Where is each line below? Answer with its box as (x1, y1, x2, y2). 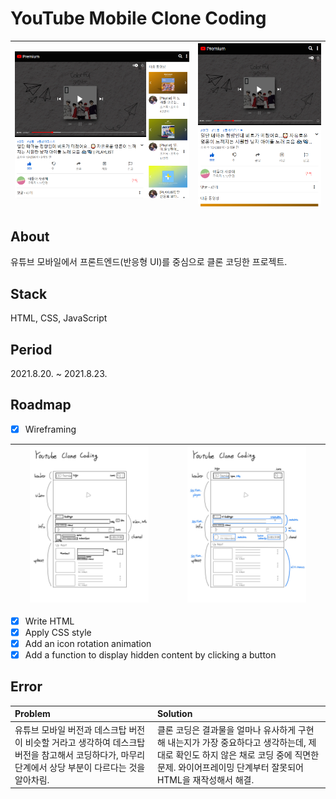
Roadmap (10, 397, 72, 414)
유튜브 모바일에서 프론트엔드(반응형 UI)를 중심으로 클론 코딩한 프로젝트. (10, 256, 288, 268)
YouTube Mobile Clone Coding (10, 7, 267, 30)
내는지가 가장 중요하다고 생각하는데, (167, 736, 307, 748)
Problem (14, 708, 51, 720)
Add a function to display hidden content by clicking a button (24, 649, 277, 661)
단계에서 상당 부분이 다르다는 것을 (14, 761, 146, 773)
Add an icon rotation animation (24, 637, 152, 649)
